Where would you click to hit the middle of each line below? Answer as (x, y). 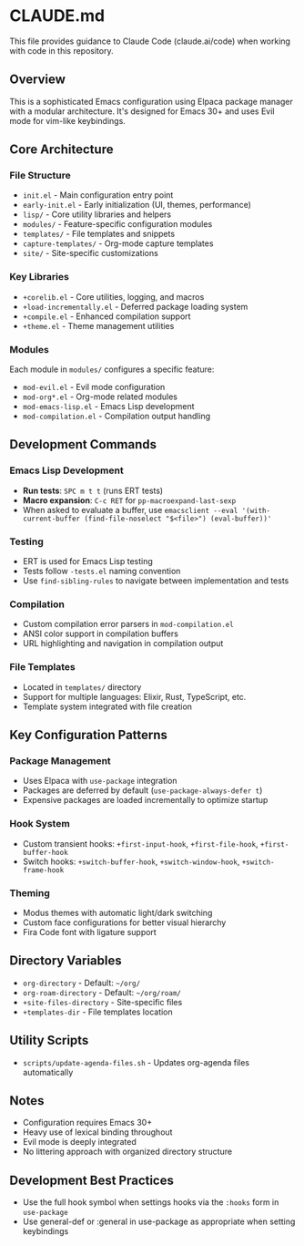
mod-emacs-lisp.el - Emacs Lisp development (108, 407)
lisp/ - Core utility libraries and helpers (96, 214)
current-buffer (51, 519)
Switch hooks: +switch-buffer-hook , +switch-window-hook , (131, 861)
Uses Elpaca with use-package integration (100, 781)
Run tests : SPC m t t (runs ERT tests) (93, 490)
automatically (48, 1072)
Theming (30, 892)
